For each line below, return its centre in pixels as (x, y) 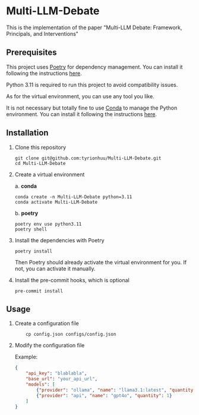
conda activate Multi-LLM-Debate (56, 202)
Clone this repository (40, 147)
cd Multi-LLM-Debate (40, 163)
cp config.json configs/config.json (71, 335)
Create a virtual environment (50, 174)
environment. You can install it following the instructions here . (82, 114)
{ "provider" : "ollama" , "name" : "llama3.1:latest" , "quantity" (116, 390)
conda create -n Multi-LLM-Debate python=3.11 (73, 197)
